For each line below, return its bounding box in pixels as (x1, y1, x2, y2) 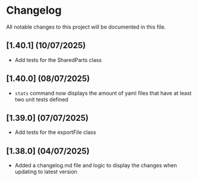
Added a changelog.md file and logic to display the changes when (14, 162, 177, 169)
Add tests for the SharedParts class (14, 56, 102, 63)
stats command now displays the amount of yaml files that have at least (14, 89, 192, 96)
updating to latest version (14, 168, 77, 176)
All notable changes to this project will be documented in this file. (6, 23, 166, 30)
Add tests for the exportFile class (14, 129, 96, 136)
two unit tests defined (14, 96, 68, 103)
